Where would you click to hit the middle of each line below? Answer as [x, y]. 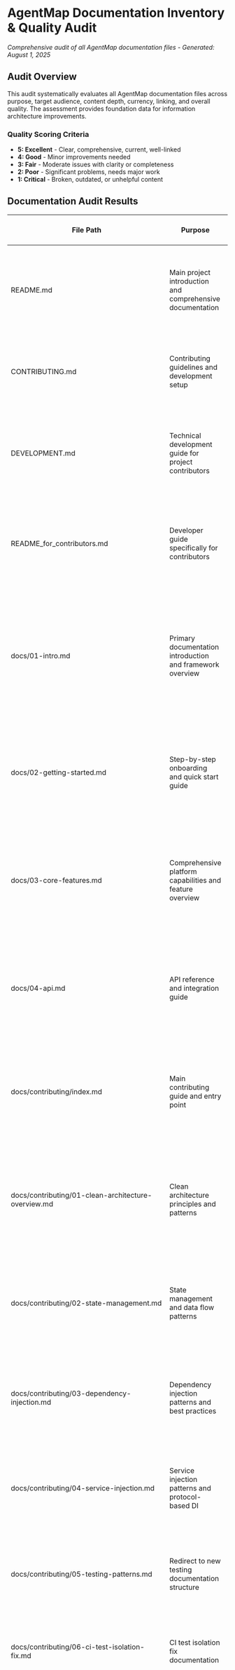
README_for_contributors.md [59, 543]
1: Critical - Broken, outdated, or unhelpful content [90, 180]
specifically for [193, 547]
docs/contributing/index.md [57, 1091]
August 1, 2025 [29, 55]
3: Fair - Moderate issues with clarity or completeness [95, 165]
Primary [182, 638]
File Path [86, 229]
